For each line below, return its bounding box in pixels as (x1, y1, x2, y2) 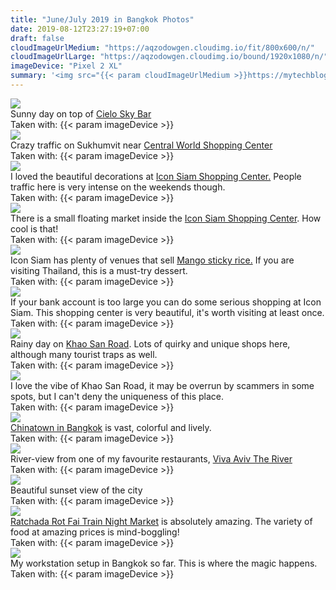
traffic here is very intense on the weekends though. (10, 181, 226, 193)
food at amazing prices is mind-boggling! (10, 526, 180, 538)
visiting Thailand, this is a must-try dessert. (10, 264, 188, 276)
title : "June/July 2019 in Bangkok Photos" (10, 14, 195, 25)
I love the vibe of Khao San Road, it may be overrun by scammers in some (10, 379, 315, 391)
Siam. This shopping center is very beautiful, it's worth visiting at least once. (10, 306, 325, 318)
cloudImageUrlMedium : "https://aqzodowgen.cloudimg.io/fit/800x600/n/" (10, 42, 315, 53)
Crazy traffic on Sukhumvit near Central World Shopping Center (10, 139, 273, 151)
